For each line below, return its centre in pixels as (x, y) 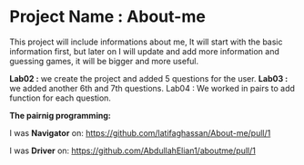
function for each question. (61, 98)
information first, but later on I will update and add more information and (145, 51)
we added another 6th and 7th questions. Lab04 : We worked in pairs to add (152, 88)
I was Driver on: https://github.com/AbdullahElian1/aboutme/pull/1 (133, 150)
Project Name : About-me (108, 17)
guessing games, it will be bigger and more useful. (104, 61)
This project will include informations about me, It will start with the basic (147, 42)
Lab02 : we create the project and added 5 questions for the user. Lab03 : (149, 78)
